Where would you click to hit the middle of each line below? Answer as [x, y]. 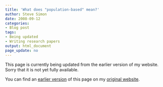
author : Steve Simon [26, 14]
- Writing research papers [33, 42]
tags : [11, 32]
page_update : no [22, 50]
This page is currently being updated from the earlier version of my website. [82, 65]
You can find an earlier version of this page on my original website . [72, 79]
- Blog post [17, 28]
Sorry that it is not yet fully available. [42, 69]
